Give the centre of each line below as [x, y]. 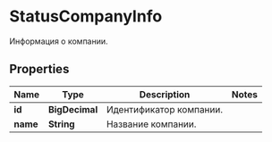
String [61, 124]
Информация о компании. [59, 41]
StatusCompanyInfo [86, 17]
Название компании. [151, 124]
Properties [39, 69]
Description [165, 94]
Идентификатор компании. [165, 109]
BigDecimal [73, 109]
